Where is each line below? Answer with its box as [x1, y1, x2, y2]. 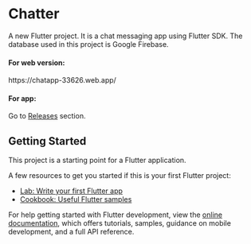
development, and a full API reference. [8, 227, 135, 237]
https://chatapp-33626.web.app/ [8, 76, 117, 85]
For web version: [8, 57, 65, 68]
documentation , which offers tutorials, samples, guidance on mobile [8, 219, 231, 228]
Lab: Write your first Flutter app [19, 186, 124, 196]
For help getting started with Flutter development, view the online [8, 210, 223, 219]
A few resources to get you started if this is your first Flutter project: [8, 171, 231, 180]
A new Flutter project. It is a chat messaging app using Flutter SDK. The [8, 31, 243, 41]
